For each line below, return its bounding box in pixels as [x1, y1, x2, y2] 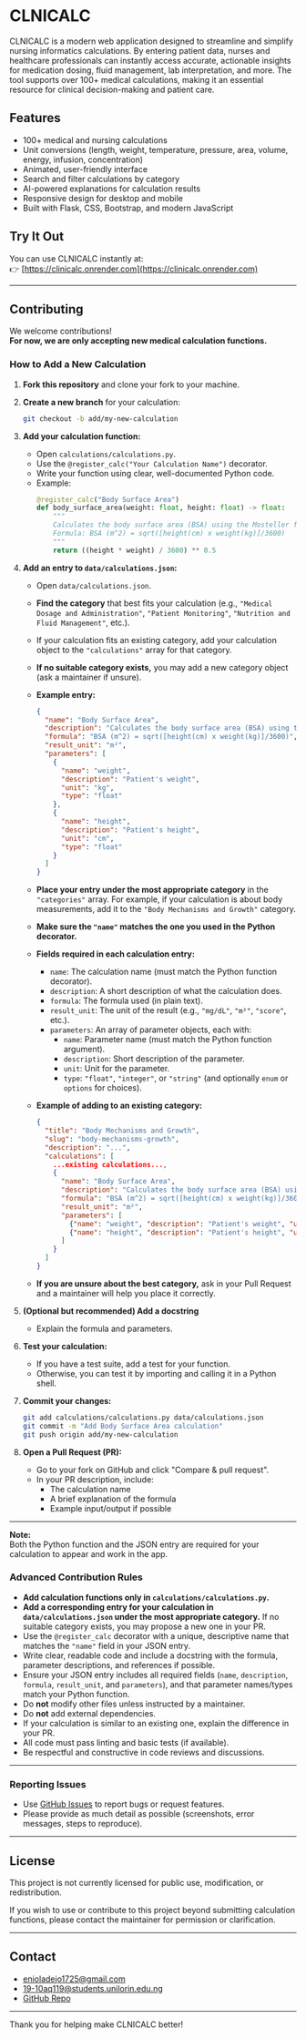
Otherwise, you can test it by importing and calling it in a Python [36, 1368, 277, 1378]
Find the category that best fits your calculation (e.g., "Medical [36, 598, 273, 609]
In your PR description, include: [36, 1473, 155, 1485]
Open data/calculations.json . [36, 579, 152, 590]
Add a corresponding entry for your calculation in [22, 1601, 214, 1613]
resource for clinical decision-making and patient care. [9, 84, 215, 95]
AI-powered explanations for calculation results [22, 183, 201, 194]
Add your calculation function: [22, 430, 141, 442]
